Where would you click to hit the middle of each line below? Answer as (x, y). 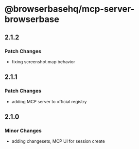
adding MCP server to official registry (49, 101)
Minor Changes (23, 130)
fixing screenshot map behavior (43, 61)
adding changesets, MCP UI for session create (58, 141)
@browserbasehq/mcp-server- (69, 9)
